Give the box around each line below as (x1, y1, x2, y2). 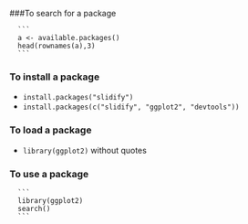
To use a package (9, 167, 89, 180)
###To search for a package (9, 8, 117, 18)
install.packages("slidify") (22, 93, 134, 102)
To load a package (9, 123, 92, 136)
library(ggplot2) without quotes (22, 144, 148, 155)
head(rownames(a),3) (17, 41, 96, 50)
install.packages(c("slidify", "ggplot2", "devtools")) (22, 102, 240, 112)
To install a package (9, 70, 100, 83)
